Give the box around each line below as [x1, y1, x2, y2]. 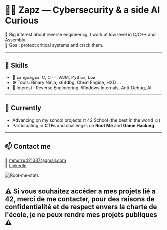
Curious [5, 15, 39, 26]
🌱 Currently [5, 104, 41, 112]
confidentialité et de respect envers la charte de [5, 202, 157, 211]
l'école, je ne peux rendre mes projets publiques [5, 210, 158, 219]
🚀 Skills [5, 61, 28, 70]
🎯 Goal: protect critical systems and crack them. [5, 42, 104, 48]
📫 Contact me [5, 142, 51, 151]
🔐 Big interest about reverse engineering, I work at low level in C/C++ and [5, 31, 156, 37]
